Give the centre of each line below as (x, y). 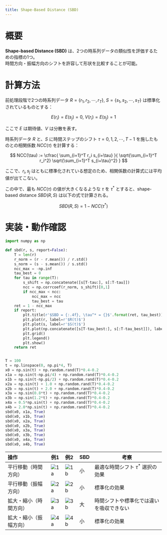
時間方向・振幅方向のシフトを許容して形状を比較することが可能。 (73, 63)
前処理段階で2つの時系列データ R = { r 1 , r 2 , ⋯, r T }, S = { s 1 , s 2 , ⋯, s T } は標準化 (83, 100)
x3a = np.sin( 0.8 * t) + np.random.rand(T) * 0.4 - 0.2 (58, 393)
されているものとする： (29, 107)
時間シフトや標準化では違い (127, 501)
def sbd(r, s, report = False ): (37, 250)
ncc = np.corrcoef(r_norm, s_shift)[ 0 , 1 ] (67, 287)
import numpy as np (25, 241)
